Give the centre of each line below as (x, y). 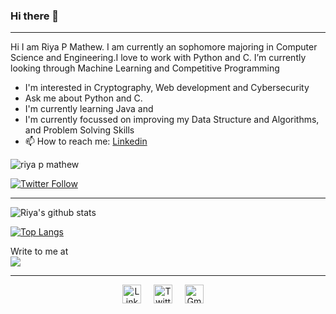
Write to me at (39, 251)
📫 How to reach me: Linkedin (86, 141)
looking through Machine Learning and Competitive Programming (145, 68)
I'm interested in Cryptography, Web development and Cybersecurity (167, 88)
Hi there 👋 (35, 16)
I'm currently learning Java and (89, 109)
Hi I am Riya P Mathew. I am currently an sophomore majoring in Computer (164, 47)
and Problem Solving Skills (79, 130)
